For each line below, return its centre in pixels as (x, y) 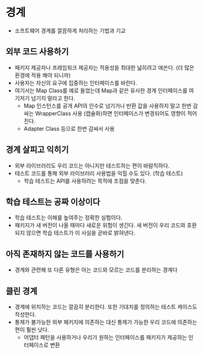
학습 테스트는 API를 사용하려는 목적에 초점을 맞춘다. (85, 181)
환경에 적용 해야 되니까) (42, 75)
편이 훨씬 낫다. (32, 330)
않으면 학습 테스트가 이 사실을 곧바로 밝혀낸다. (81, 233)
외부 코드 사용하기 (37, 52)
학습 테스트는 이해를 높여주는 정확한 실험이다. (68, 218)
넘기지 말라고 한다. (53, 98)
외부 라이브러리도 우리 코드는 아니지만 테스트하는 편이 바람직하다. (92, 165)
